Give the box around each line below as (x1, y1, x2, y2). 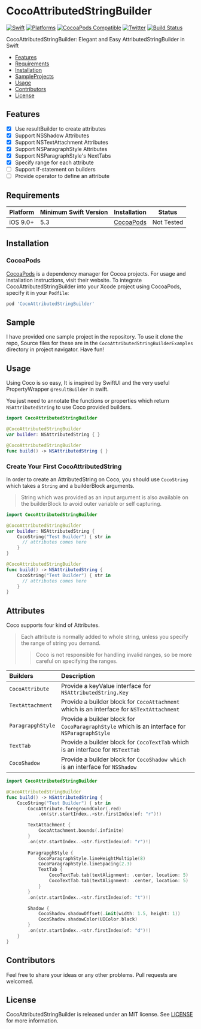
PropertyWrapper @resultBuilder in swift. (6, 385, 109, 393)
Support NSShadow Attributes (14, 132, 90, 139)
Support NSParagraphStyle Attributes (14, 145, 108, 152)
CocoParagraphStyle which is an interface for (60, 722, 186, 731)
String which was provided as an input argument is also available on (20, 493, 188, 501)
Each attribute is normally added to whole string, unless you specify (20, 633, 188, 641)
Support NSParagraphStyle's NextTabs (14, 152, 111, 159)
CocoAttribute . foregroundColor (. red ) (28, 805, 121, 811)
